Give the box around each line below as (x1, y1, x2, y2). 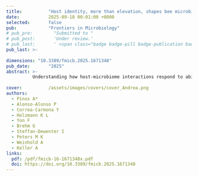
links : (6, 150, 22, 156)
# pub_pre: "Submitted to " (6, 31, 94, 36)
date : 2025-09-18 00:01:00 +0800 (6, 14, 115, 20)
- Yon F (11, 118, 31, 124)
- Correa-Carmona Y (11, 107, 60, 113)
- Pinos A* (11, 96, 38, 101)
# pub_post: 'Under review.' (6, 36, 94, 42)
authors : (6, 90, 28, 96)
